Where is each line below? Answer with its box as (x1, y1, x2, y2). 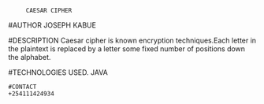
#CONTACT (8, 83, 37, 91)
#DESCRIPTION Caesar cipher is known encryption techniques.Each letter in (8, 35, 257, 45)
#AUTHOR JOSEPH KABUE (8, 20, 97, 30)
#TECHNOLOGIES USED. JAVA (8, 68, 109, 77)
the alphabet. (8, 53, 51, 61)
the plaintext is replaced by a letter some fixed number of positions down (8, 44, 246, 54)
